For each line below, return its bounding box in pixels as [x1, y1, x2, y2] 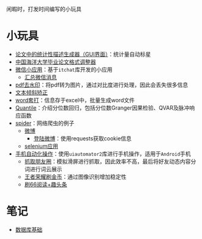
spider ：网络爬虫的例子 [15, 119, 75, 127]
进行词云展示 [29, 165, 62, 173]
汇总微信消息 [24, 73, 57, 81]
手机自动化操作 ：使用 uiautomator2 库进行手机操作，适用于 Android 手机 [15, 150, 191, 157]
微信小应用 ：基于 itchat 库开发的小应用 [15, 66, 113, 73]
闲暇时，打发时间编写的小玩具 [6, 6, 81, 12]
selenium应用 [24, 142, 58, 150]
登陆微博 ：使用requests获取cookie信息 [33, 134, 132, 142]
